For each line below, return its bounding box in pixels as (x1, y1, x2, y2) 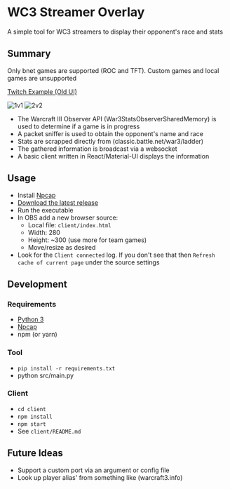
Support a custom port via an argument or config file (17, 466, 170, 474)
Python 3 (17, 315, 44, 323)
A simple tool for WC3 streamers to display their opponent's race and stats (7, 27, 223, 36)
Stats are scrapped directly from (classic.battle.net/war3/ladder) (17, 137, 204, 145)
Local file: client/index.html (27, 220, 112, 229)
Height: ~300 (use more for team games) (27, 236, 147, 244)
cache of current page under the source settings (17, 257, 160, 267)
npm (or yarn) (17, 330, 57, 339)
